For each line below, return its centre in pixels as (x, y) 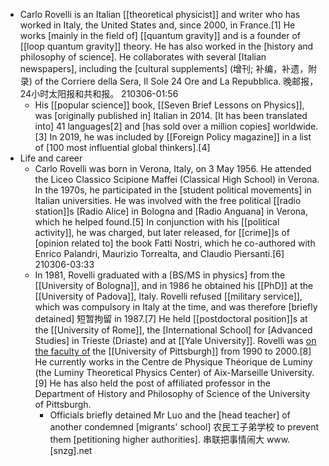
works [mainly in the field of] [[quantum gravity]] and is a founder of (160, 35)
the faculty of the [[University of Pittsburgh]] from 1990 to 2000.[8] (173, 351)
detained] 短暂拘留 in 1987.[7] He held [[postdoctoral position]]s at (171, 318)
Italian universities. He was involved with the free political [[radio (168, 200)
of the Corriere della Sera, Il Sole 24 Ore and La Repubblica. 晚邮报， (176, 81)
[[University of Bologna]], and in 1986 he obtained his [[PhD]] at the (174, 285)
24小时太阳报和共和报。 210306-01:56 (99, 93)
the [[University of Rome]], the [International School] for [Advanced (173, 330)
